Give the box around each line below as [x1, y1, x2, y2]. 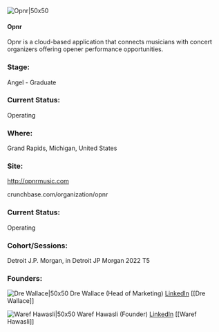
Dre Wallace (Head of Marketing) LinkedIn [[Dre [70, 289, 206, 297]
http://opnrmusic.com [7, 177, 69, 185]
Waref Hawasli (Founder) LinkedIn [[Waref [77, 310, 197, 318]
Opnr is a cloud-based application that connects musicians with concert [7, 38, 213, 46]
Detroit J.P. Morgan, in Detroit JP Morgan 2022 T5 [7, 256, 151, 264]
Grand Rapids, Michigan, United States [7, 144, 117, 152]
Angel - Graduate [7, 78, 57, 86]
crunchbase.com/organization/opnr [7, 190, 108, 199]
